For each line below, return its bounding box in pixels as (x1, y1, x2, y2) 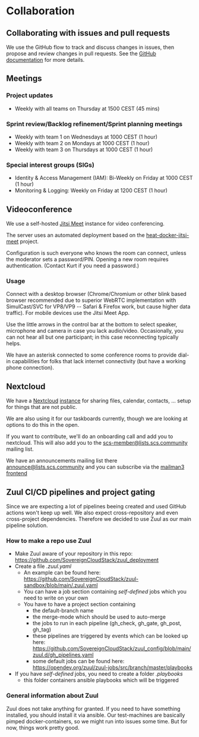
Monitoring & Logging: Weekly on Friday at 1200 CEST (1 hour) (14, 187, 168, 194)
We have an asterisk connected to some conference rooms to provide (6, 351, 177, 358)
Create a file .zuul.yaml (14, 563, 72, 570)
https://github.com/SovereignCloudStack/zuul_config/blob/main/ (32, 645, 191, 652)
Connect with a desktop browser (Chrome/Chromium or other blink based (6, 291, 187, 298)
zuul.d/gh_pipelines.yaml (32, 651, 94, 658)
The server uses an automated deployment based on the (6, 232, 146, 239)
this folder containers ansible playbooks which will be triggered (23, 677, 179, 684)
